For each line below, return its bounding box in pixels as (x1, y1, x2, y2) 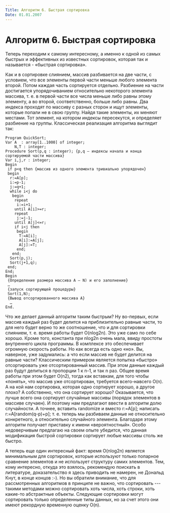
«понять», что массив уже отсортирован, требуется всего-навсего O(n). (5, 379, 163, 385)
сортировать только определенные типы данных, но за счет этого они (5, 497, 159, 503)
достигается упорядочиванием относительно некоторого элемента (5, 88, 153, 94)
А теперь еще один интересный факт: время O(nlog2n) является (5, 448, 145, 454)
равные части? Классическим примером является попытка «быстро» (5, 357, 157, 363)
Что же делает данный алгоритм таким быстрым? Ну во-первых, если (5, 313, 159, 320)
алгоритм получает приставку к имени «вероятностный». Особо (5, 422, 146, 428)
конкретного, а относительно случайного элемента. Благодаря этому (5, 416, 157, 422)
